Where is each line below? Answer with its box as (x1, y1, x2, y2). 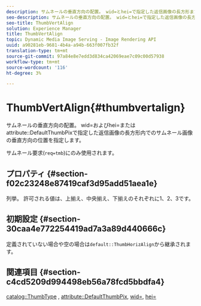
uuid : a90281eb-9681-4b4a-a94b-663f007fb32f (6, 43, 119, 49)
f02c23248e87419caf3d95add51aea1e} (6, 178, 157, 189)
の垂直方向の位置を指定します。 (6, 137, 85, 144)
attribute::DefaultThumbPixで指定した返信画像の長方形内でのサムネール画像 (6, 129, 193, 137)
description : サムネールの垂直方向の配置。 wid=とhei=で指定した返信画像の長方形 (6, 8, 190, 15)
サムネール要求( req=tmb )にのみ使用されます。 (6, 149, 118, 156)
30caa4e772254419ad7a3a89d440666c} (6, 224, 166, 234)
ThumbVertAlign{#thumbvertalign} (6, 101, 185, 114)
